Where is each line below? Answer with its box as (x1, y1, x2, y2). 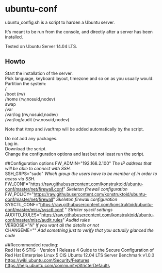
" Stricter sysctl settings (65, 207, 113, 212)
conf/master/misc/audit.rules (5, 217, 63, 223)
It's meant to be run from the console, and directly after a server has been (5, 29, 153, 34)
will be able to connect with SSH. (5, 165, 71, 171)
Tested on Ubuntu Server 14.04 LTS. (5, 43, 78, 49)
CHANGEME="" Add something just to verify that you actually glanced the (5, 227, 154, 233)
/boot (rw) (5, 91, 25, 96)
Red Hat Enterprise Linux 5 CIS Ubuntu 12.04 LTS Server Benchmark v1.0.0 (5, 252, 155, 258)
